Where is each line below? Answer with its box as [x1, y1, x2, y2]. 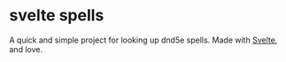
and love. [9, 43, 43, 54]
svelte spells [9, 5, 104, 26]
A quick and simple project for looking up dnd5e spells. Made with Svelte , [9, 35, 278, 45]
